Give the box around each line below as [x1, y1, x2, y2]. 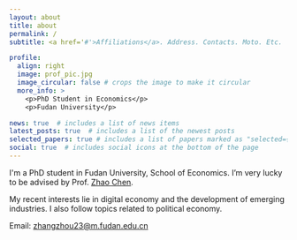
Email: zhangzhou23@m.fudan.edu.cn [9, 220, 148, 230]
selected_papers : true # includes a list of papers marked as [9, 135, 243, 144]
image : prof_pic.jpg [17, 70, 93, 79]
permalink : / [9, 29, 57, 38]
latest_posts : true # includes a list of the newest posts [9, 127, 236, 136]
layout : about [9, 12, 62, 22]
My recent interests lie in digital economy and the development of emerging [9, 193, 286, 204]
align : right [17, 62, 65, 71]
